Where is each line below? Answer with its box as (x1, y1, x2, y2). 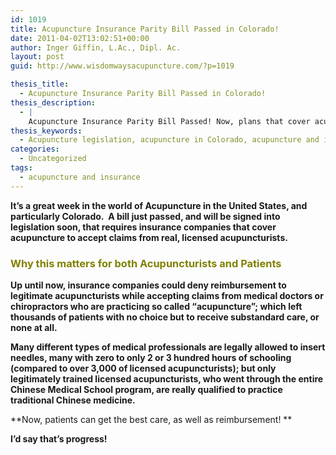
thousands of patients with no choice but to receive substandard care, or (10, 311, 320, 323)
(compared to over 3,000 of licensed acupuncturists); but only (10, 362, 277, 374)
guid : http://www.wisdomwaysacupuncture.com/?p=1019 (10, 61, 235, 71)
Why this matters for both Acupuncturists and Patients (10, 256, 282, 270)
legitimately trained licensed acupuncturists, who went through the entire (10, 372, 324, 385)
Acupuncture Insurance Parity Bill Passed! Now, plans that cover (28, 116, 311, 126)
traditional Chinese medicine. (10, 394, 136, 406)
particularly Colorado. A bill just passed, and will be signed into (10, 210, 281, 222)
